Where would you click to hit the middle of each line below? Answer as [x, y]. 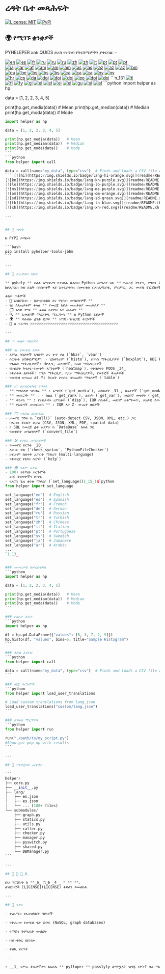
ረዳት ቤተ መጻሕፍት [37, 8]
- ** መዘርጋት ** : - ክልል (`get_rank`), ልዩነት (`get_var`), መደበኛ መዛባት [75, 396]
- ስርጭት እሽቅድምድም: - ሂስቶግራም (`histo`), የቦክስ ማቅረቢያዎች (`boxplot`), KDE [81, 359]
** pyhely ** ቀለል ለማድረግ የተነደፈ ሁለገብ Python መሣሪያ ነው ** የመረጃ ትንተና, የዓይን [81, 283]
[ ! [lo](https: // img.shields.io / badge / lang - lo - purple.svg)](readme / [76, 185]
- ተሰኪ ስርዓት [17, 949]
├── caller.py [28, 829]
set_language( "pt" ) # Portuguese [41, 531]
